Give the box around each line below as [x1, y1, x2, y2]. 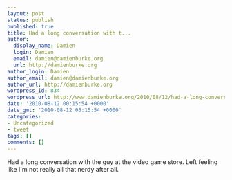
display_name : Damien [13, 42, 76, 49]
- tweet [7, 126, 30, 133]
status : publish [7, 17, 54, 24]
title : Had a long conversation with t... [7, 29, 131, 37]
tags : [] [7, 132, 32, 139]
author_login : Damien [7, 68, 70, 75]
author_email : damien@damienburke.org [7, 74, 119, 82]
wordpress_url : [7, 94, 51, 101]
